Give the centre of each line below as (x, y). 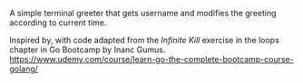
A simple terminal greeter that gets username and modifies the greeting (143, 13)
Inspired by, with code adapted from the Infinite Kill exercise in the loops (144, 40)
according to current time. (58, 23)
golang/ (24, 69)
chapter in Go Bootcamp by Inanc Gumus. (88, 50)
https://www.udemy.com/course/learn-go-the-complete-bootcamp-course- (151, 59)
